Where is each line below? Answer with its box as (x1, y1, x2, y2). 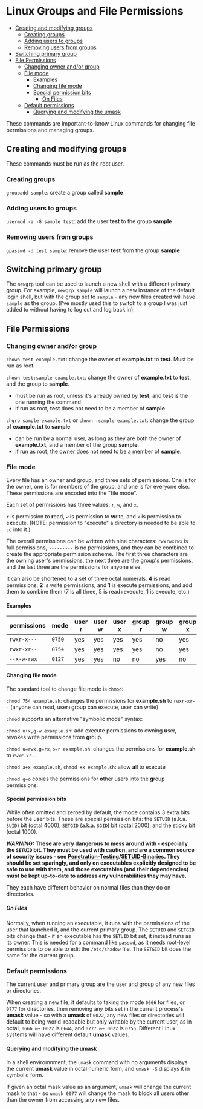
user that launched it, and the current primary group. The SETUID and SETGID (6, 926, 195, 933)
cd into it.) (6, 526, 31, 533)
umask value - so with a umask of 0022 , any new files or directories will (6, 1011, 184, 1019)
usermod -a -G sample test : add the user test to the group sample (6, 218, 172, 225)
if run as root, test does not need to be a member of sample (14, 405, 165, 412)
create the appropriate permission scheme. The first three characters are (6, 551, 188, 558)
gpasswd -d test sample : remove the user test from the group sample (6, 247, 180, 254)
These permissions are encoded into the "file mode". (6, 489, 138, 497)
